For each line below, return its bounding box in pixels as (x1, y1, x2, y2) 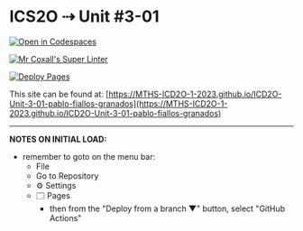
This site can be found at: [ (9, 88, 109, 99)
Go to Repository (35, 170, 99, 181)
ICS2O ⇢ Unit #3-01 (9, 6, 160, 27)
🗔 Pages (35, 189, 70, 200)
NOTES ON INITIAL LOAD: (9, 134, 107, 144)
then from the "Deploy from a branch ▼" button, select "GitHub (49, 203, 286, 214)
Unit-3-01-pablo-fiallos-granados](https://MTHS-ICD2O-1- (9, 97, 228, 109)
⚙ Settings (35, 180, 77, 190)
